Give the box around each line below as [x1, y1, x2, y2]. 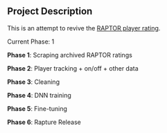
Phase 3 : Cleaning [7, 78, 60, 86]
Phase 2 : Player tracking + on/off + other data [7, 64, 139, 72]
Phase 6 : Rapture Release [7, 118, 81, 126]
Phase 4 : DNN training [7, 91, 71, 99]
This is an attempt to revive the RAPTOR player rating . [7, 24, 161, 32]
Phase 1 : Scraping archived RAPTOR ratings [7, 51, 133, 59]
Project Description [7, 6, 93, 17]
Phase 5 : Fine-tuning [7, 104, 68, 113]
